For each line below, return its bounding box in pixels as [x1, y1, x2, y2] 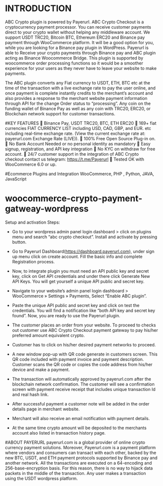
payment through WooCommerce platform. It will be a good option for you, [5, 39, 154, 45]
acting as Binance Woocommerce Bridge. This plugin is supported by [5, 55, 144, 61]
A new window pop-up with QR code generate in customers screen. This [12, 351, 158, 357]
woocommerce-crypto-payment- [5, 193, 143, 204]
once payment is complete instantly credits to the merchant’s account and [5, 90, 153, 96]
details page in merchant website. [12, 406, 80, 412]
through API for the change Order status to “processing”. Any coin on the [5, 100, 151, 106]
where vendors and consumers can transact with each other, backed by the [5, 450, 157, 455]
